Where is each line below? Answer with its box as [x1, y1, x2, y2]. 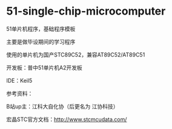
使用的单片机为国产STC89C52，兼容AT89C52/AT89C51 [6, 51, 145, 58]
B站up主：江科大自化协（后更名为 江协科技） [6, 102, 119, 110]
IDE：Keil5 [6, 77, 33, 84]
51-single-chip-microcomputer [6, 4, 166, 18]
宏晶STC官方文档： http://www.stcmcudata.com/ [6, 116, 127, 123]
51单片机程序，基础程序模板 [6, 25, 76, 32]
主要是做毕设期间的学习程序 [6, 38, 76, 45]
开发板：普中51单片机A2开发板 [6, 64, 83, 71]
